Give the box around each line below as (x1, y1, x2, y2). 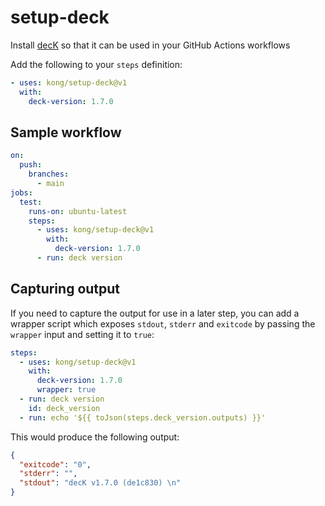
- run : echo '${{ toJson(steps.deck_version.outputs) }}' (19, 412, 267, 423)
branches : (28, 169, 70, 180)
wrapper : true (36, 385, 97, 395)
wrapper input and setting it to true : (10, 328, 155, 340)
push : (19, 160, 43, 170)
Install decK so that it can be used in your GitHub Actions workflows (10, 39, 291, 51)
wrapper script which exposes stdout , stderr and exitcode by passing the (10, 317, 316, 330)
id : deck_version (28, 403, 101, 413)
